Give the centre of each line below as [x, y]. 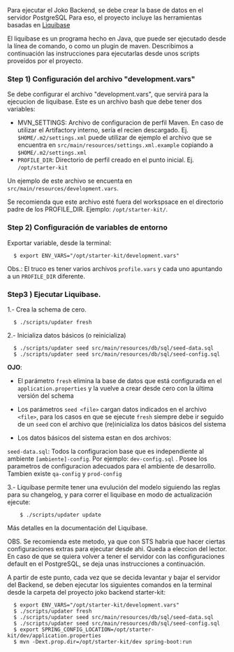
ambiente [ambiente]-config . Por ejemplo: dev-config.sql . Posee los [107, 459]
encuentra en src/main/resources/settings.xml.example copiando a [115, 145]
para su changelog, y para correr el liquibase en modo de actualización [110, 494]
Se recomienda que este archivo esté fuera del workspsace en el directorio [115, 202]
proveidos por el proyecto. [45, 61]
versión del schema [46, 396]
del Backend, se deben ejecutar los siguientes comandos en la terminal [110, 585]
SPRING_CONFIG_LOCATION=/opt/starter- [98, 630]
